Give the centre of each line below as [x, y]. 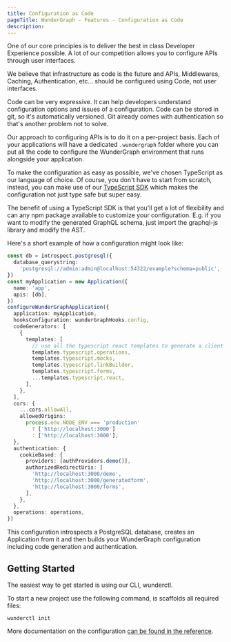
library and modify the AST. [46, 230]
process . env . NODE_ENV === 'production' [82, 423]
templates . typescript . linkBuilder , [83, 365]
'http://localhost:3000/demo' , [77, 474]
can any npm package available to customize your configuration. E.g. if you [114, 215]
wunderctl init [29, 618]
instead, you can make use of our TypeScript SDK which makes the [103, 188]
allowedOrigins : [43, 417]
